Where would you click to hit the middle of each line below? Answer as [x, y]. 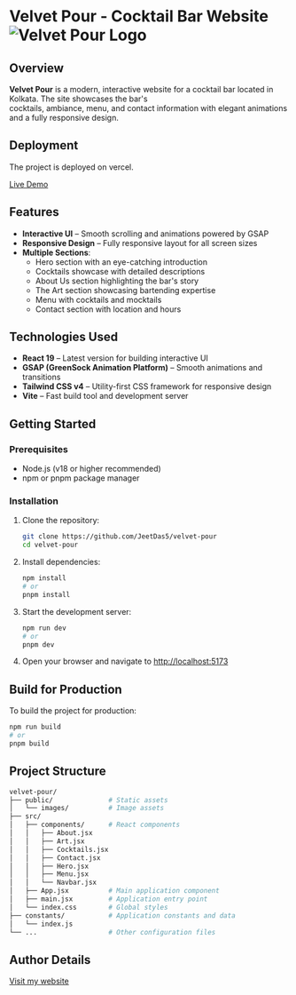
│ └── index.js [41, 924]
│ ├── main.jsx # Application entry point [109, 899]
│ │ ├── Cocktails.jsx [59, 849]
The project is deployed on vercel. [72, 167]
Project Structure [58, 772]
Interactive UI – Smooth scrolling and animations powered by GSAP [145, 234]
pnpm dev [38, 645]
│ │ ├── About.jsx [51, 833]
